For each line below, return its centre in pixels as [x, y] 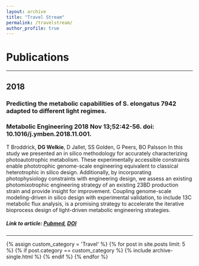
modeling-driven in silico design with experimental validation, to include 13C [99, 197]
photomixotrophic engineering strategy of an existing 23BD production [92, 185]
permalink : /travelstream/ [39, 23]
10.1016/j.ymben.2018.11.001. [49, 134]
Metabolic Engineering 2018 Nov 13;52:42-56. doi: [80, 127]
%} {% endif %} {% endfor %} [71, 257]
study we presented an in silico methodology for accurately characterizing [97, 153]
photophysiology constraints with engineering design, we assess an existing [99, 178]
